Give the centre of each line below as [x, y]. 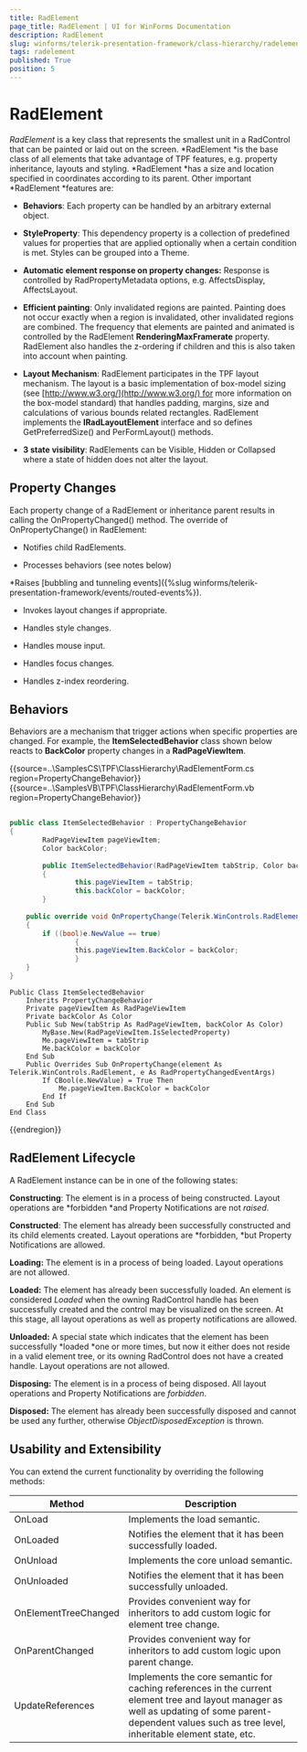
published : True [40, 60]
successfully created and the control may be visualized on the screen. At [147, 1309]
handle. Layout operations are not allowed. [90, 1365]
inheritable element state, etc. [192, 1734]
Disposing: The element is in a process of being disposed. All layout [138, 1383]
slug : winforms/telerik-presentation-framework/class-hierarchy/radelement [157, 43]
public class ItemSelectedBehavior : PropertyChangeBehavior [128, 823]
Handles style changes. [67, 628]
